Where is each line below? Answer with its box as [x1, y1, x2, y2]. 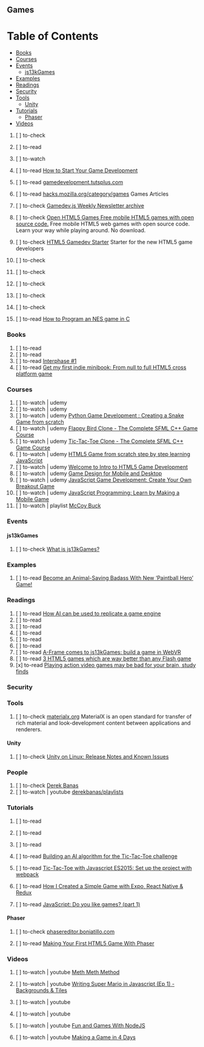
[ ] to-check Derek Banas [15, 782, 79, 789]
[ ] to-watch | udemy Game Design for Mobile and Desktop [15, 470, 162, 477]
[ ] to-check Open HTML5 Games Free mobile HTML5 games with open [15, 214, 194, 221]
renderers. [15, 725, 42, 733]
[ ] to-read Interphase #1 [15, 357, 77, 364]
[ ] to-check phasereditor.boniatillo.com [15, 928, 115, 935]
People [7, 768, 28, 776]
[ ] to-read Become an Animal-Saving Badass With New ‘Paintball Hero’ [15, 574, 194, 582]
